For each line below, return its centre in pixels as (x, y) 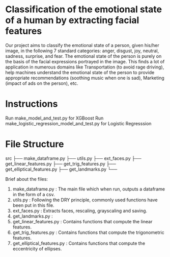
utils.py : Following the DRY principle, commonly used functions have (85, 200)
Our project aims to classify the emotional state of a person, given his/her (82, 45)
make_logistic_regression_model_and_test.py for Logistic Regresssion (78, 123)
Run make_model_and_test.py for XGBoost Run (54, 118)
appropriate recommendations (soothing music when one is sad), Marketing (85, 78)
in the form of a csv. (34, 194)
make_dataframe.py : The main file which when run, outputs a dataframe (89, 189)
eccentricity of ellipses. (37, 248)
